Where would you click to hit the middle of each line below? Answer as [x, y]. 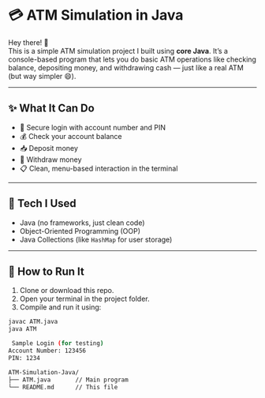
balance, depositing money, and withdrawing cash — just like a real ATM [126, 67]
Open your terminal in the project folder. [84, 299]
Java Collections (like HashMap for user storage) [96, 239]
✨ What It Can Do [51, 109]
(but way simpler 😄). [42, 76]
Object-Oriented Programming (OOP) [80, 231]
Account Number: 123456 [47, 351]
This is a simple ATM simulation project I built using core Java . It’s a [118, 51]
